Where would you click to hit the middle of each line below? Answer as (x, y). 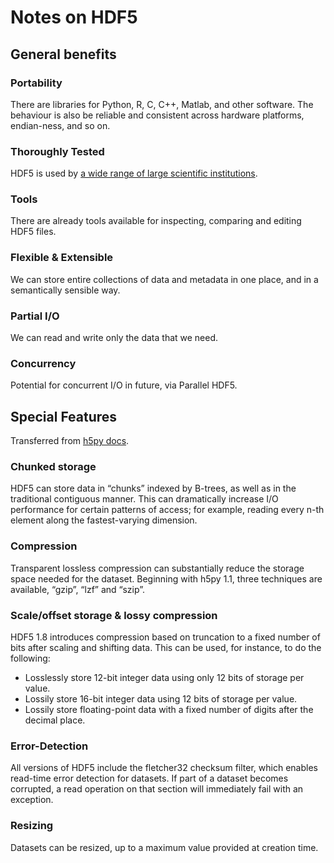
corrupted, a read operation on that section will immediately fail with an (157, 789)
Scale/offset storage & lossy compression (114, 615)
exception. (32, 800)
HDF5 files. (33, 232)
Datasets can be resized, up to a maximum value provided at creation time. (164, 847)
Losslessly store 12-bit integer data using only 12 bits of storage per (164, 678)
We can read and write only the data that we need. (114, 338)
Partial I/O (35, 316)
